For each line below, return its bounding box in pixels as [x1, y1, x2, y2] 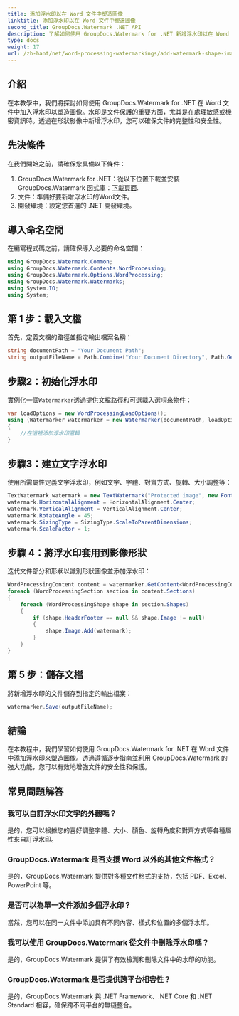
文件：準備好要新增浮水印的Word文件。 [17, 192, 134, 201]
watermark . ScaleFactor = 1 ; [7, 525, 91, 532]
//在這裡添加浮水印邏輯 [20, 430, 80, 437]
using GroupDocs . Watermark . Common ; [7, 258, 113, 265]
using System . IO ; [7, 285, 59, 292]
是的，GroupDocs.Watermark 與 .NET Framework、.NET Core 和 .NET [7, 992, 213, 1000]
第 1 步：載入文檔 [7, 312, 82, 324]
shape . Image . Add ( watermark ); [45, 628, 132, 635]
